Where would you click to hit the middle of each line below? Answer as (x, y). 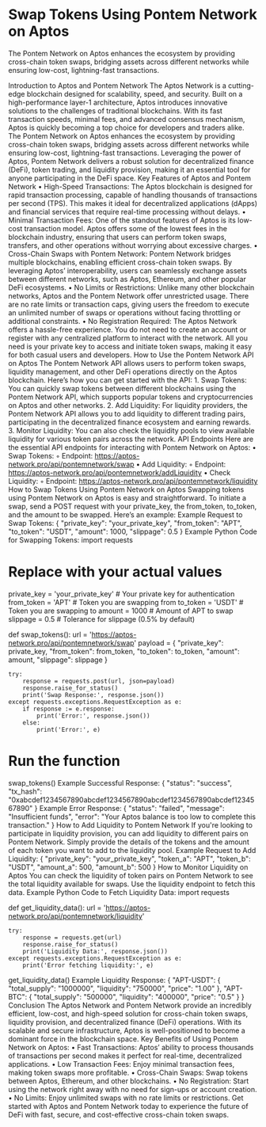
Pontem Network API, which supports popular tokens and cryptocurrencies (131, 397)
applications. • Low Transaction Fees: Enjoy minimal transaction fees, (122, 1064)
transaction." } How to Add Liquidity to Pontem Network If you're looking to (131, 824)
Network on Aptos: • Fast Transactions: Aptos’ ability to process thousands (131, 1047)
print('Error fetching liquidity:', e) (88, 965)
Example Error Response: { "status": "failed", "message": (132, 808)
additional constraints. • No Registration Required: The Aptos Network (123, 321)
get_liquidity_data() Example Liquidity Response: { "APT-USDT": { (114, 980)
